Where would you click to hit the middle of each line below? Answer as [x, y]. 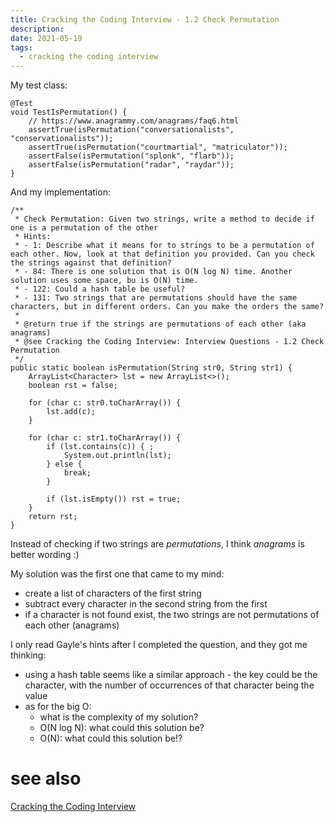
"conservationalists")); [62, 139]
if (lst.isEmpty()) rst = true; [114, 499]
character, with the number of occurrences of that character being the [169, 685]
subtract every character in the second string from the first [146, 604]
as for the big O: [58, 707]
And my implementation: [60, 192]
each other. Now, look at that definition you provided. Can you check [162, 254]
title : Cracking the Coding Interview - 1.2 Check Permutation [145, 19]
